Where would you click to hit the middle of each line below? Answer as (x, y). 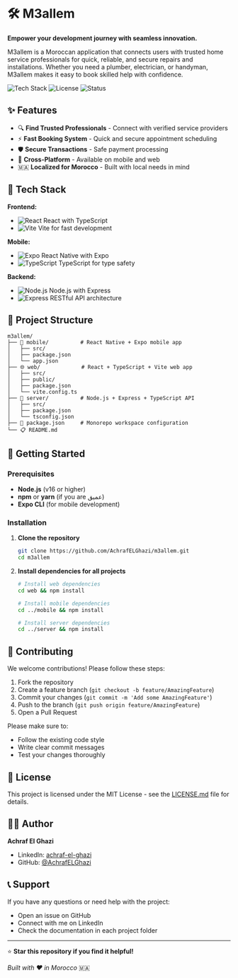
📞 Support (29, 885)
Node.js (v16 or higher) (52, 489)
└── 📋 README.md (33, 430)
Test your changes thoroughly (61, 755)
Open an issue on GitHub (54, 915)
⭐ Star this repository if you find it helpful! (70, 951)
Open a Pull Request (47, 712)
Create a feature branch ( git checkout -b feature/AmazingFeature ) (116, 690)
